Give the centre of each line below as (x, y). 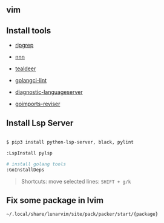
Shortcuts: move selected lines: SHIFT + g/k (76, 181)
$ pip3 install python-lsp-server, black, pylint (70, 142)
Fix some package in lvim (55, 200)
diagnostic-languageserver (49, 92)
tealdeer (25, 68)
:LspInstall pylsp (29, 153)
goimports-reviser (38, 104)
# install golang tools (36, 164)
